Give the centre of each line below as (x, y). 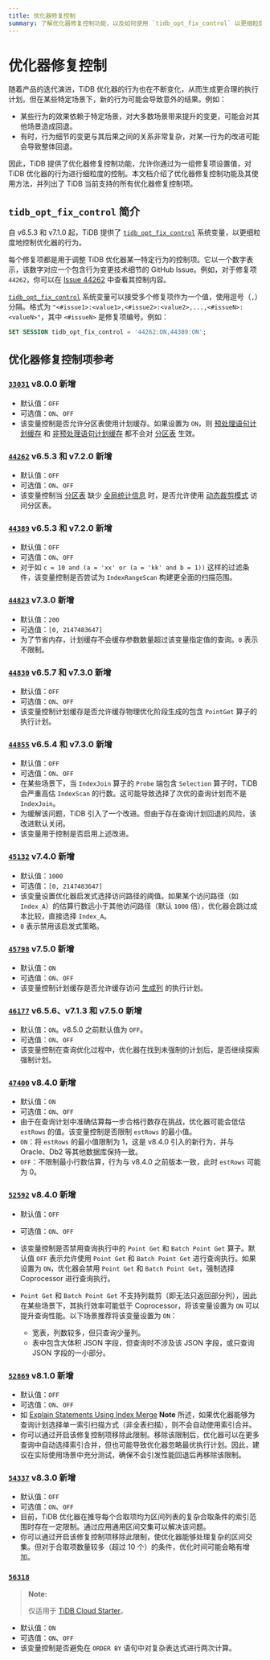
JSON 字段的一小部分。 (71, 1353)
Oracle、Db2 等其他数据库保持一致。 (81, 1152)
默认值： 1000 (41, 875)
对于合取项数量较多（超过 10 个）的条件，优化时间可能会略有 (142, 1547)
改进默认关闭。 (45, 824)
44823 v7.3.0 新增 (41, 600)
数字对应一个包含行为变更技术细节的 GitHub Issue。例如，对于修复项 (143, 269)
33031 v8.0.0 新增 (42, 384)
